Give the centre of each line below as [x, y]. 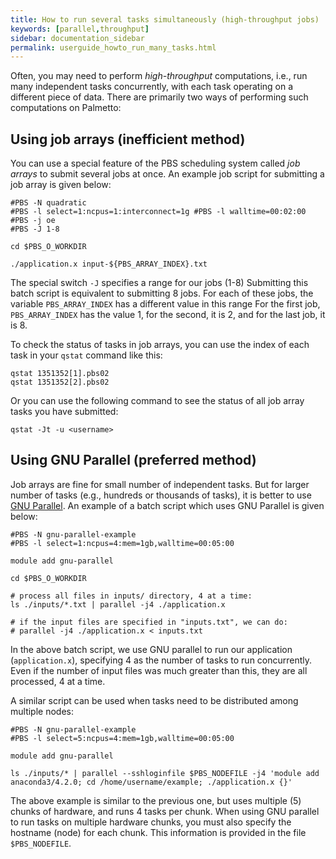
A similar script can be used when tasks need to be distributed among [154, 700]
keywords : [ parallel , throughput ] [80, 29]
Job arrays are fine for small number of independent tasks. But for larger [160, 484]
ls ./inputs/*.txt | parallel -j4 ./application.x [118, 604]
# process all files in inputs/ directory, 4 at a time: [131, 596]
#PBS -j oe [33, 221]
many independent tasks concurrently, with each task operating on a [152, 87]
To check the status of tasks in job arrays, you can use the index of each [160, 345]
